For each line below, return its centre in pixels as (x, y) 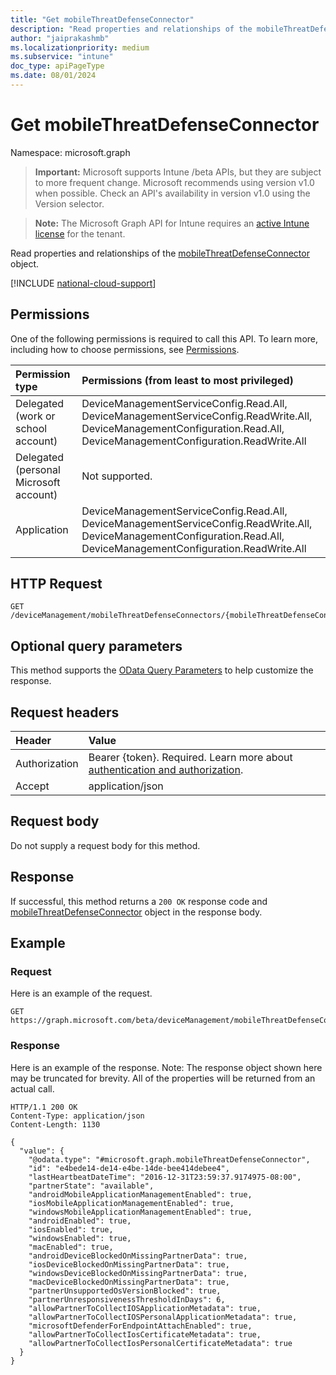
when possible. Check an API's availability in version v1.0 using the (172, 193)
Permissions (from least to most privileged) (187, 380)
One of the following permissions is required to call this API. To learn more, (164, 338)
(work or (35, 416)
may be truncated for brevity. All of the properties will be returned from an (163, 1078)
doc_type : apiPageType (57, 66)
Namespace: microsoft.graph (70, 152)
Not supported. (117, 476)
